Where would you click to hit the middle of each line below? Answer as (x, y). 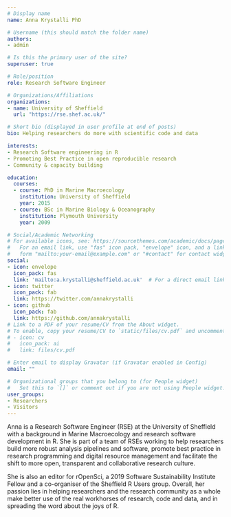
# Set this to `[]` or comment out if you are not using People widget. (117, 388)
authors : (20, 39)
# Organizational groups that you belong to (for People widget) (102, 381)
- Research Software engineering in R (63, 152)
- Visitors (23, 407)
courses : (26, 184)
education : (23, 178)
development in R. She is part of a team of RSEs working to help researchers (115, 441)
